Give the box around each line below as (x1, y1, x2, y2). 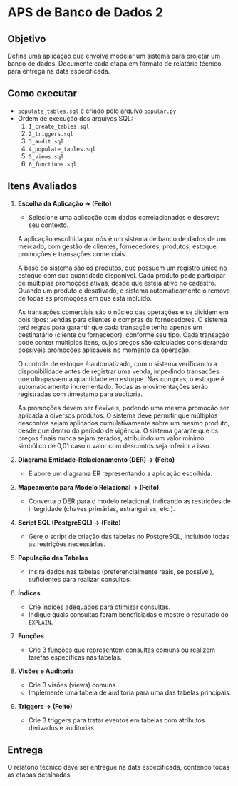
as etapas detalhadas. (7, 770, 73, 779)
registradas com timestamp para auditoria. (17, 390, 143, 398)
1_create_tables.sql (28, 123, 90, 130)
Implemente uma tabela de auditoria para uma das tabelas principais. (28, 688, 232, 697)
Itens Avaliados (7, 180, 78, 193)
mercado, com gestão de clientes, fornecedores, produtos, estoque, (17, 242, 219, 251)
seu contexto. (28, 221, 69, 229)
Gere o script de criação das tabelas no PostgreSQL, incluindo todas (28, 532, 229, 540)
